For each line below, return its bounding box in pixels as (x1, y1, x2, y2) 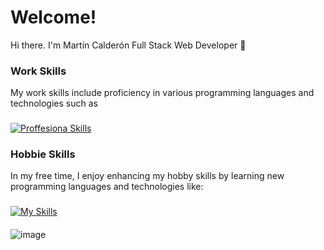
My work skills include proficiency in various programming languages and (10, 87, 315, 99)
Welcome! (10, 6, 97, 29)
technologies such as (10, 97, 98, 110)
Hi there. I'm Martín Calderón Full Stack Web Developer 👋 (10, 39, 247, 51)
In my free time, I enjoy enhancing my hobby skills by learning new (10, 170, 285, 182)
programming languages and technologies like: (10, 181, 204, 193)
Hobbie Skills (10, 147, 76, 161)
